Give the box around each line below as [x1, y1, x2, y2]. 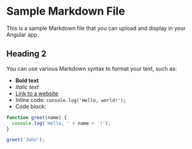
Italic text [15, 83, 39, 90]
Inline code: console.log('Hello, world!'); [15, 96, 126, 103]
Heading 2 [6, 49, 47, 59]
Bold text [15, 76, 39, 84]
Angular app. [6, 31, 39, 38]
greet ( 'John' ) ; [6, 137, 45, 143]
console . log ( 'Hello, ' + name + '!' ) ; [12, 120, 112, 126]
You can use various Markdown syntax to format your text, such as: [6, 65, 177, 72]
